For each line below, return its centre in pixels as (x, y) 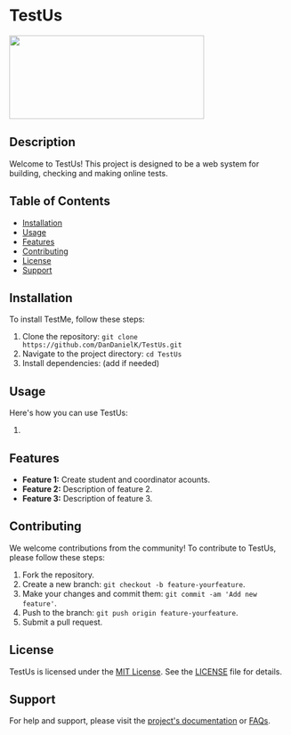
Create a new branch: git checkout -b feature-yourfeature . (133, 584)
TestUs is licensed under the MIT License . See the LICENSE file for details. (146, 671)
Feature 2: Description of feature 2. (87, 489)
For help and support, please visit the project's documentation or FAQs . (140, 721)
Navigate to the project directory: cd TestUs (102, 354)
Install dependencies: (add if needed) (91, 363)
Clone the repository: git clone (80, 337)
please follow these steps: (57, 557)
